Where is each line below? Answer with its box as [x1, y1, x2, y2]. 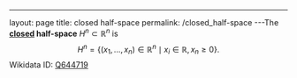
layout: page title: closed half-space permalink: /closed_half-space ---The [9, 18, 279, 27]
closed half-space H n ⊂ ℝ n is [9, 27, 118, 39]
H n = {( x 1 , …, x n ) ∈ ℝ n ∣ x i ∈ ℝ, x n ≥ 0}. [77, 42, 220, 57]
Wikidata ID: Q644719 [9, 60, 88, 70]
